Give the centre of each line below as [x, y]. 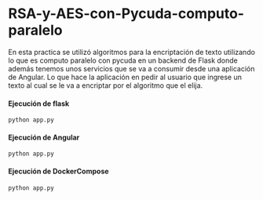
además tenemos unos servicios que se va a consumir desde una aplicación [131, 68]
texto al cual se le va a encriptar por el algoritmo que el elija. [106, 85]
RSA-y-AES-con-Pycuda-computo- [126, 14]
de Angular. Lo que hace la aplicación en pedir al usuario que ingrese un [125, 77]
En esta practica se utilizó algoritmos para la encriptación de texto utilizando [131, 52]
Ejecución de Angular [44, 137]
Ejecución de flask [39, 104]
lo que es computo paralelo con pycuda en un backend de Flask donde [123, 60]
